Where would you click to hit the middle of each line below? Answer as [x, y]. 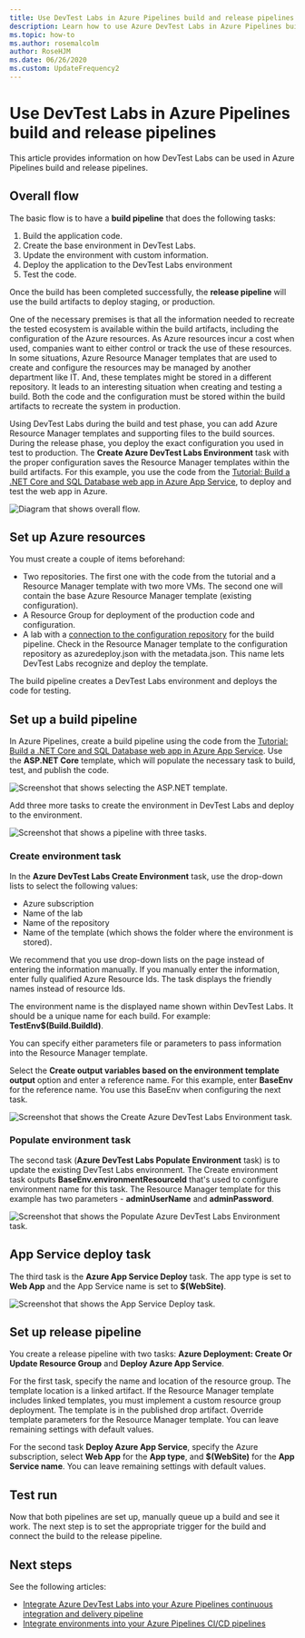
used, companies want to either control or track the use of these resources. [151, 348]
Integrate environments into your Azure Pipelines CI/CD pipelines [144, 1623]
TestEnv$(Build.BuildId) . [57, 1025]
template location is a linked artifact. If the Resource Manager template [142, 1391]
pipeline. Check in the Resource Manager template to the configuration [155, 644]
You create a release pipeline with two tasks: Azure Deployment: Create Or [151, 1354]
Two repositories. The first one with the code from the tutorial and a [149, 577]
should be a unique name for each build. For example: [110, 1016]
